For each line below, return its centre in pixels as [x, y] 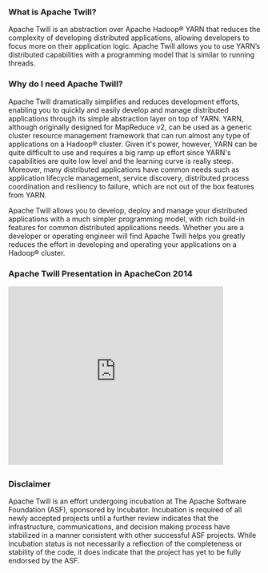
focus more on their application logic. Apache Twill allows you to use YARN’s [134, 46]
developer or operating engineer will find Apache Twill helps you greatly [127, 236]
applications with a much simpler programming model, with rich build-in [127, 219]
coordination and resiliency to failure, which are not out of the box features [131, 186]
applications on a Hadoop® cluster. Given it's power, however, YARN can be [133, 144]
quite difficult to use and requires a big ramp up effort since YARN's [120, 152]
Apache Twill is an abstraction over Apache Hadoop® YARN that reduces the [134, 30]
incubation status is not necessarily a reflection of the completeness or [125, 544]
